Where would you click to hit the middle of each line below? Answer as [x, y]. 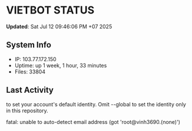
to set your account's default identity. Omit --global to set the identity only [96, 104]
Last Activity [30, 90]
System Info [29, 45]
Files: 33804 [30, 72]
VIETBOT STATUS [50, 10]
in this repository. [27, 110]
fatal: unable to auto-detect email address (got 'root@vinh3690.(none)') [93, 122]
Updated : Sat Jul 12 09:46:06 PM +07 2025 [59, 26]
